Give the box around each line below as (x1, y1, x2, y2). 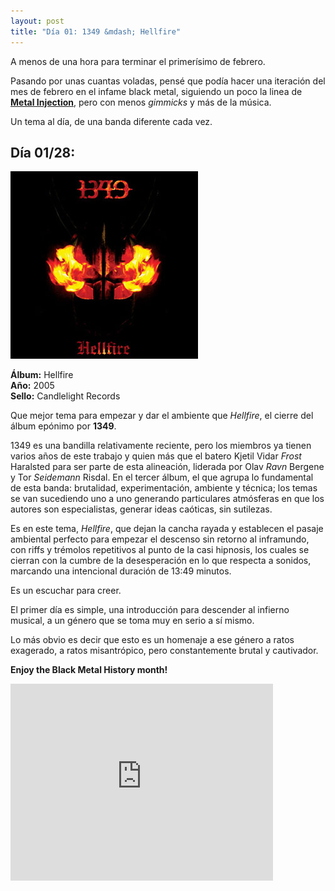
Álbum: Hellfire (10, 369, 74, 381)
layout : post (10, 16, 65, 26)
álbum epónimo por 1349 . (10, 420, 117, 432)
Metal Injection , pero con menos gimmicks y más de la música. (10, 96, 272, 108)
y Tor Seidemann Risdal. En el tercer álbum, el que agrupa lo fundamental (10, 471, 314, 484)
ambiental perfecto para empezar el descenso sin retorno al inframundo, (10, 533, 310, 545)
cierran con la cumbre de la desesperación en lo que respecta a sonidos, (10, 555, 312, 567)
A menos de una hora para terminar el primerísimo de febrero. (10, 55, 266, 67)
